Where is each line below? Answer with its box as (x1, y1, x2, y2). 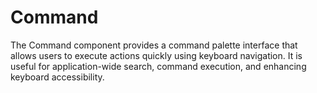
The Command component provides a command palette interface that (10, 39, 298, 51)
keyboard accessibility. (10, 71, 105, 83)
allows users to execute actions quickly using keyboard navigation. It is (10, 49, 303, 61)
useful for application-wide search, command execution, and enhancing (10, 60, 307, 72)
